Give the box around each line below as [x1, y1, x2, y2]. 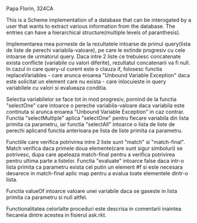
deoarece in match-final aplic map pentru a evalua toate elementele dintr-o [6, 170, 189, 176]
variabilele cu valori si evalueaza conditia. [6, 84, 107, 91]
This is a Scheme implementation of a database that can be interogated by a [6, 17, 192, 23]
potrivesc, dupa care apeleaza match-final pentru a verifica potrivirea [6, 151, 175, 158]
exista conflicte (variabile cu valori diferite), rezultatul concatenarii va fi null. [6, 59, 191, 66]
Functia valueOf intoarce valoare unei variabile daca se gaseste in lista [6, 188, 178, 194]
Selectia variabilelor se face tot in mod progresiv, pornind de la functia [6, 96, 177, 103]
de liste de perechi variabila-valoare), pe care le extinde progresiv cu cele [6, 47, 186, 54]
